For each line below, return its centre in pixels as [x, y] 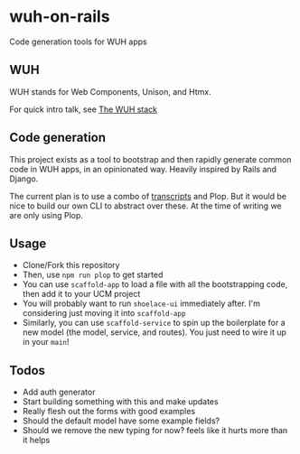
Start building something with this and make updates [120, 402]
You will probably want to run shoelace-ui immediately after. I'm [141, 303]
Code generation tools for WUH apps [78, 42]
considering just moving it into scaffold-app [104, 313]
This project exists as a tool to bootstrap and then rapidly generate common [150, 159]
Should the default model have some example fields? [121, 421]
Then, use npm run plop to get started [93, 275]
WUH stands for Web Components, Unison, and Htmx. [110, 91]
